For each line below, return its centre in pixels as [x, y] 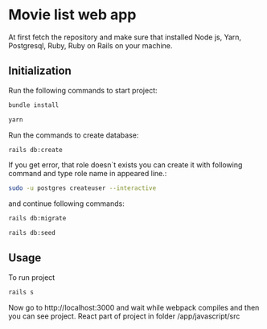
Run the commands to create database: [74, 135]
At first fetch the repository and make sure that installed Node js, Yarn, [125, 37]
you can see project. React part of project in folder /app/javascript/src [124, 316]
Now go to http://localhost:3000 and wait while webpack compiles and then [134, 307]
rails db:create [35, 150]
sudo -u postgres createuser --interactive [82, 188]
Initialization [40, 71]
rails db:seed [32, 233]
